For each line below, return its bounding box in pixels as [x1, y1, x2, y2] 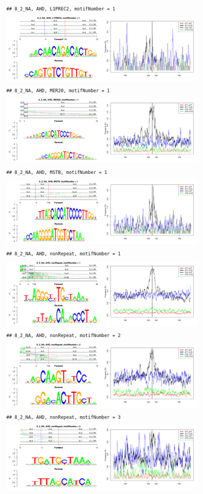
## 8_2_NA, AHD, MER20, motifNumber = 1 [6, 88, 111, 94]
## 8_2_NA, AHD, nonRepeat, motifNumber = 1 [6, 251, 121, 257]
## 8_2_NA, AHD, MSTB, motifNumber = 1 [6, 169, 108, 175]
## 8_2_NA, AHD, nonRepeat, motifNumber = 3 [6, 414, 121, 420]
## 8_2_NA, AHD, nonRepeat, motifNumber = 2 [6, 333, 121, 339]
